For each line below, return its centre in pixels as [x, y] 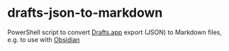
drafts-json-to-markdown [85, 13]
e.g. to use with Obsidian [44, 39]
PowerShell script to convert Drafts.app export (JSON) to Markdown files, [114, 32]
